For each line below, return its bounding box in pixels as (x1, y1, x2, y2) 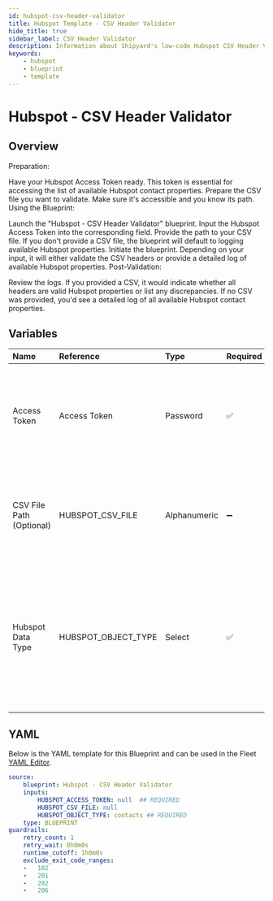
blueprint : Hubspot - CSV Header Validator (23, 781, 173, 789)
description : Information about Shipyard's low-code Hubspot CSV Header (8, 42, 260, 50)
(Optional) (12, 520, 51, 531)
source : (8, 773, 35, 782)
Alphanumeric (165, 509, 219, 521)
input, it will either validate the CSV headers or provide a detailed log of (8, 253, 247, 262)
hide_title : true (8, 27, 67, 35)
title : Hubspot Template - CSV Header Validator (8, 19, 176, 28)
